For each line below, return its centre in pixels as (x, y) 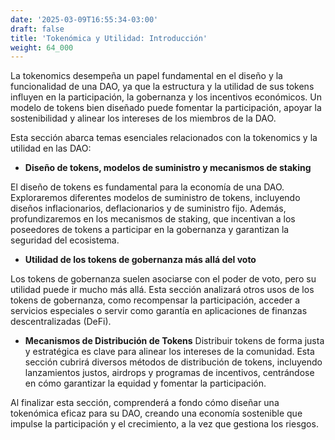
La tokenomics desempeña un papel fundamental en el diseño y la (146, 76)
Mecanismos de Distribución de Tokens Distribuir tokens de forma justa (174, 341)
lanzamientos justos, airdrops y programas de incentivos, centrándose (169, 373)
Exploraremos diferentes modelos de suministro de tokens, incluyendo (155, 198)
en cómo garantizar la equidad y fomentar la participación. (145, 383)
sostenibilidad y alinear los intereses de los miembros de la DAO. (143, 118)
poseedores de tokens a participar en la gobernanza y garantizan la (150, 230)
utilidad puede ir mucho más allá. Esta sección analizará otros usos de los (162, 290)
